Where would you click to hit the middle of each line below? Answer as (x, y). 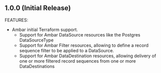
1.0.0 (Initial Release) (38, 8)
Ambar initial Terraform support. (45, 30)
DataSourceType (36, 40)
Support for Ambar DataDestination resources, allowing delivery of (88, 56)
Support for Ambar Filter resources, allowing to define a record (84, 45)
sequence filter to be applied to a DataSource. (67, 50)
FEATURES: (16, 20)
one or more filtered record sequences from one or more (78, 61)
